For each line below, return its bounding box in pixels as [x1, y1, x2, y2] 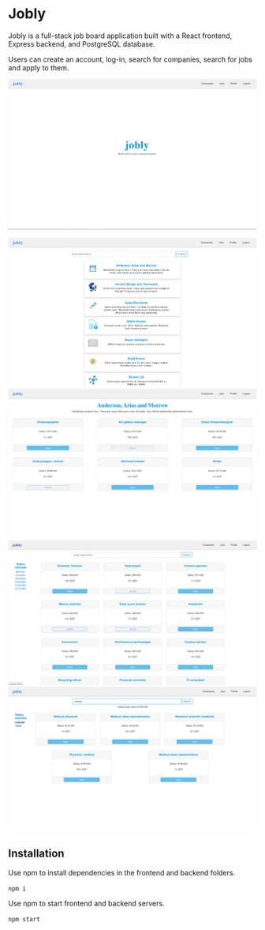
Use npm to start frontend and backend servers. [8, 898, 165, 908]
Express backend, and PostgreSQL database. [8, 39, 155, 48]
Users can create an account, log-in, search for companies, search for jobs [8, 55, 252, 64]
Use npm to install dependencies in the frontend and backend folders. [8, 868, 235, 877]
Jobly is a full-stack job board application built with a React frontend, [8, 31, 233, 40]
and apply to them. [8, 62, 69, 72]
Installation [8, 847, 65, 860]
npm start [8, 915, 41, 923]
